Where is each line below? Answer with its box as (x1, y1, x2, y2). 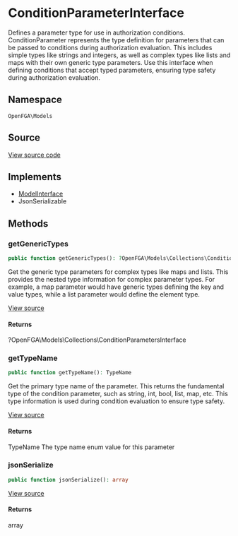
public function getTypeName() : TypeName (8, 369, 132, 376)
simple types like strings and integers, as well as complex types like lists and (8, 51, 231, 59)
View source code (8, 150, 61, 159)
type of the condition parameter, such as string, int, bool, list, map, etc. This (8, 390, 228, 398)
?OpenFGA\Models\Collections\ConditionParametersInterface (8, 335, 186, 344)
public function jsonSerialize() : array (8, 476, 129, 483)
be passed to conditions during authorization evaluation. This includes (8, 43, 213, 52)
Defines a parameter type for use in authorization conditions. (8, 28, 186, 37)
